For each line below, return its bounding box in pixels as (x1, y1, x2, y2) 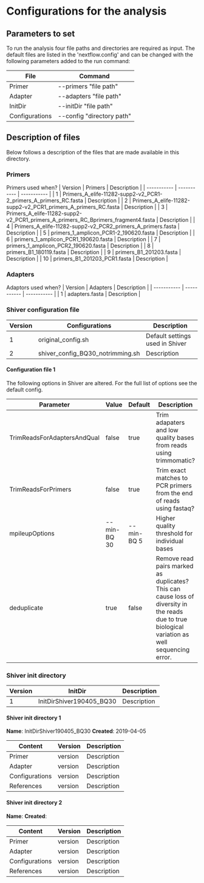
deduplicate (9, 603, 44, 612)
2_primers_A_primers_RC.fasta (6, 197, 84, 204)
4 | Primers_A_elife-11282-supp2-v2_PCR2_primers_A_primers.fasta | (6, 223, 180, 230)
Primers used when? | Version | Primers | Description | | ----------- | (6, 184, 177, 191)
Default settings (145, 331, 191, 340)
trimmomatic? (155, 456, 195, 464)
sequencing (155, 645, 190, 654)
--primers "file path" (57, 82, 118, 91)
